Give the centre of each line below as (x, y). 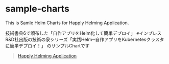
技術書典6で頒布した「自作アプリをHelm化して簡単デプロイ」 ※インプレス (83, 33)
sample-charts (38, 9)
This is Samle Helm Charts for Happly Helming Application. (67, 23)
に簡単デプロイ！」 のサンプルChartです (47, 45)
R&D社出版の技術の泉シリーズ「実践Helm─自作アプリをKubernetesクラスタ (85, 39)
